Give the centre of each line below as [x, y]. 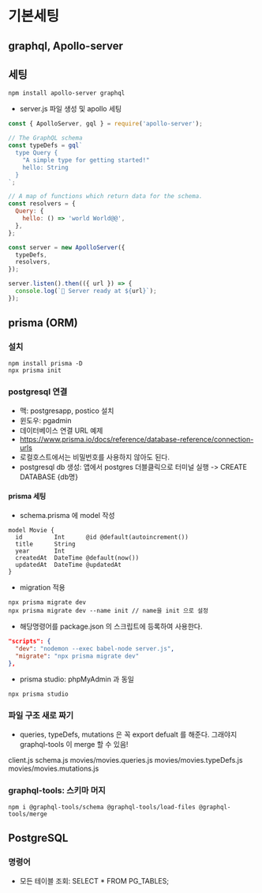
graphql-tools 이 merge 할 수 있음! [74, 744]
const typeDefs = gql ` [45, 146]
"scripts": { [30, 641]
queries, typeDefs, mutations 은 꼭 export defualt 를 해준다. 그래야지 [128, 734]
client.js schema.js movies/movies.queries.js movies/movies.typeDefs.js [125, 760]
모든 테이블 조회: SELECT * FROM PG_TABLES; [94, 880]
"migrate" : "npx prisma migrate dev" [77, 656]
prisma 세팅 [27, 496]
